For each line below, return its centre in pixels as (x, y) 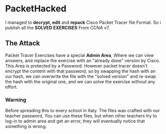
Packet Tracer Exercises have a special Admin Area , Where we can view (80, 55)
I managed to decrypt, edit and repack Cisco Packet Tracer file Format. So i (83, 22)
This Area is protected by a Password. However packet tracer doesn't (76, 66)
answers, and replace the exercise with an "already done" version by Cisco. (83, 61)
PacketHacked (36, 9)
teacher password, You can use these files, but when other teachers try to (81, 116)
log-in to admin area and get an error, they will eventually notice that (75, 121)
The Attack (23, 43)
